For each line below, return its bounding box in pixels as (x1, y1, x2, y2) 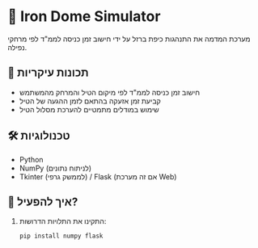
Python (19, 154, 44, 164)
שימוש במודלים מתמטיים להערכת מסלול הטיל (19, 104, 159, 114)
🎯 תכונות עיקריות (7, 66, 90, 80)
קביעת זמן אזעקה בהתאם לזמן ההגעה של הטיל (19, 96, 161, 106)
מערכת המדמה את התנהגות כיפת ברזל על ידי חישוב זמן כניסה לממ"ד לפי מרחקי (7, 34, 251, 44)
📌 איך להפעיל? (7, 195, 78, 208)
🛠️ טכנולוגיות (7, 129, 70, 143)
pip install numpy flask (19, 232, 104, 241)
